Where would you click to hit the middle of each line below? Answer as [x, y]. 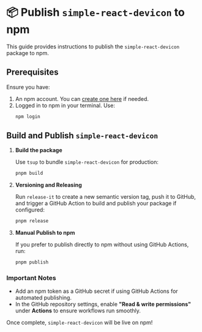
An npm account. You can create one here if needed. [82, 98]
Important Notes [31, 278]
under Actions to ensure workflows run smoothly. [78, 311]
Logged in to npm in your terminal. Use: [65, 105]
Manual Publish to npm [45, 233]
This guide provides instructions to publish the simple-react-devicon [93, 46]
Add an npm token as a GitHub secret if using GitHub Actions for [97, 291]
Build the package [39, 150]
